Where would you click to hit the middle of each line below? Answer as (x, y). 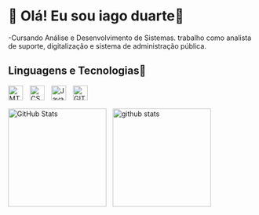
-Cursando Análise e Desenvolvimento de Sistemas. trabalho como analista (130, 38)
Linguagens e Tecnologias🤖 (77, 71)
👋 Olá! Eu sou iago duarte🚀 (96, 16)
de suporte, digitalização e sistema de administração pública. (107, 46)
